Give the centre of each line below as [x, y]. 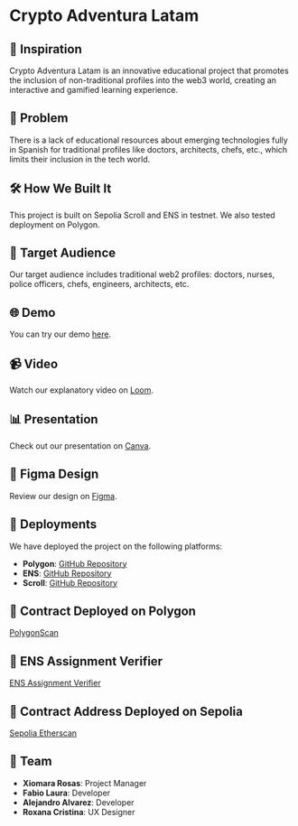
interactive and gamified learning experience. [94, 90]
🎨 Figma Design [54, 474]
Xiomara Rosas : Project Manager [84, 783]
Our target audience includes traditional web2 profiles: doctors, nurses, [142, 274]
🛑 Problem [39, 118]
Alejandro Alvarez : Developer [78, 802]
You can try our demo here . [61, 334]
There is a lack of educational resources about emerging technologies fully [149, 140]
